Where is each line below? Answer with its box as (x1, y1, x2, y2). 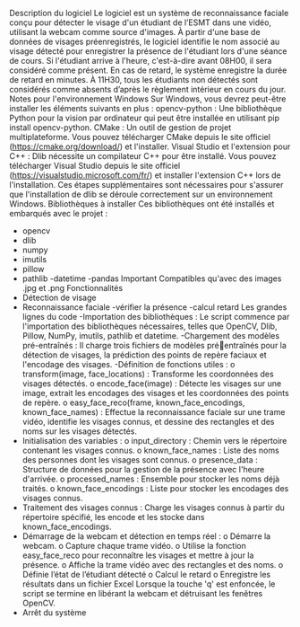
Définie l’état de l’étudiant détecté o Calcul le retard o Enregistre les (21, 570, 271, 579)
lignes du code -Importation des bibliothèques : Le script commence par (21, 312, 290, 322)
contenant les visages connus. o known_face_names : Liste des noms (21, 445, 279, 455)
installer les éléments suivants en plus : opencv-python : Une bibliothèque (9, 103, 282, 113)
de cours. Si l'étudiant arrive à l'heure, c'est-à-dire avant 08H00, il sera (9, 56, 272, 66)
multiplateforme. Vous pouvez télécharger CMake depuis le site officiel (9, 132, 271, 142)
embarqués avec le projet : (9, 208, 108, 218)
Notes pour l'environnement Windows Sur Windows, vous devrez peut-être (9, 93, 287, 104)
